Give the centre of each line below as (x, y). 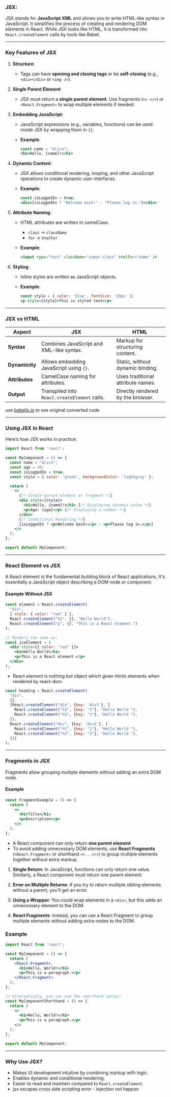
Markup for (130, 341)
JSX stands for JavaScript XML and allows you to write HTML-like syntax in (85, 18)
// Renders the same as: (32, 638)
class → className (47, 232)
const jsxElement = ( (28, 642)
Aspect (22, 332)
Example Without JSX (29, 594)
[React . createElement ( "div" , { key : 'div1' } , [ (60, 705)
